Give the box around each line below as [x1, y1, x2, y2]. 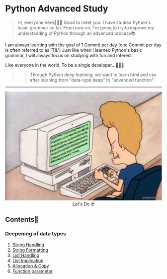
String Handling [12, 242, 45, 248]
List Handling [12, 252, 40, 258]
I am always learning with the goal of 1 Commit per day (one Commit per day [5, 42, 162, 48]
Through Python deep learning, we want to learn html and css [29, 72, 157, 78]
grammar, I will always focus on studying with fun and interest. [5, 52, 133, 58]
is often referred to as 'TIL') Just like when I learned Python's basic [5, 47, 143, 53]
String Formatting [12, 247, 49, 253]
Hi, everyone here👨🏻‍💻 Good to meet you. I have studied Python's [17, 19, 151, 25]
